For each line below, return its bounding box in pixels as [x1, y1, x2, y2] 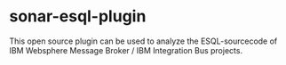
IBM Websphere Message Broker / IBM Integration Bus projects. [9, 45, 242, 55]
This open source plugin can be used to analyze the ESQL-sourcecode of [9, 36, 278, 46]
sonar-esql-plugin [9, 6, 147, 27]
